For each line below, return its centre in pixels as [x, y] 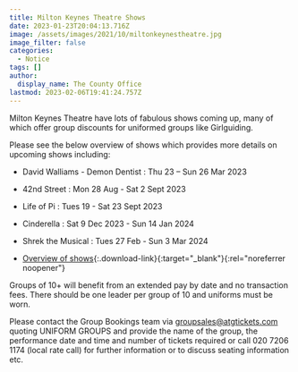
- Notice [34, 59]
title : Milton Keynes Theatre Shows [77, 17]
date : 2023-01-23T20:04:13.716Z [69, 26]
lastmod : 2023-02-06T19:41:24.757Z [76, 92]
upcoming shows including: [60, 154]
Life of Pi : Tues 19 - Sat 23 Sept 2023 [92, 206]
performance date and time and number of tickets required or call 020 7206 [149, 340]
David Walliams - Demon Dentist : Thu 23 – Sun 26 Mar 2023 [135, 172]
